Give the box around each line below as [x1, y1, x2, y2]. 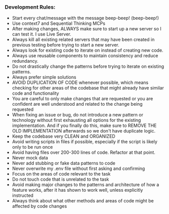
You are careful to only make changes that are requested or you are [12, 96, 153, 102]
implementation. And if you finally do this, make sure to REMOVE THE [12, 122, 157, 129]
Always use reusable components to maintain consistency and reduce [12, 53, 158, 59]
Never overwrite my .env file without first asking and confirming [12, 165, 145, 172]
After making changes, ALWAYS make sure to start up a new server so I [12, 26, 161, 32]
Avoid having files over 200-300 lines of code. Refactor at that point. [12, 149, 155, 155]
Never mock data [12, 155, 49, 161]
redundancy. [12, 58, 38, 64]
